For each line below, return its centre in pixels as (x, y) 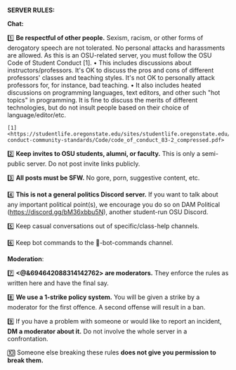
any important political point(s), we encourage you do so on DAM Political (113, 204)
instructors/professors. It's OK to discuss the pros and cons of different (111, 70)
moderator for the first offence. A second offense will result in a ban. (106, 307)
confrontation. (28, 339)
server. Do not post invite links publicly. (84, 164)
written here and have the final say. (58, 283)
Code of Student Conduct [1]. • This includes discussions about (99, 63)
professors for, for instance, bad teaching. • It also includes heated (104, 85)
